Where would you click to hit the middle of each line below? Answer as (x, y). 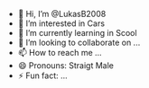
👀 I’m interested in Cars (61, 23)
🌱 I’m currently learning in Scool (77, 33)
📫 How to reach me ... (60, 53)
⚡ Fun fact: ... (42, 75)
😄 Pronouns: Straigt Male (66, 66)
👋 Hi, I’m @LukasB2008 (62, 14)
